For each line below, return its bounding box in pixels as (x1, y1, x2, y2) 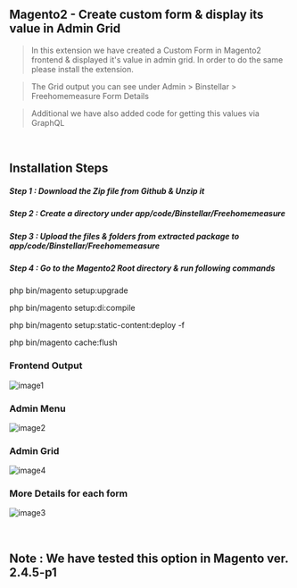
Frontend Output (9, 359, 83, 372)
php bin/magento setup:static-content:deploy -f (9, 320, 186, 331)
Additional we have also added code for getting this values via (30, 107, 260, 119)
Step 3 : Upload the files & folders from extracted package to (9, 231, 240, 241)
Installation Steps (9, 161, 109, 176)
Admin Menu (9, 402, 66, 415)
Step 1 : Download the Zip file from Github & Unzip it (9, 185, 205, 196)
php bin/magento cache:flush (9, 337, 118, 348)
